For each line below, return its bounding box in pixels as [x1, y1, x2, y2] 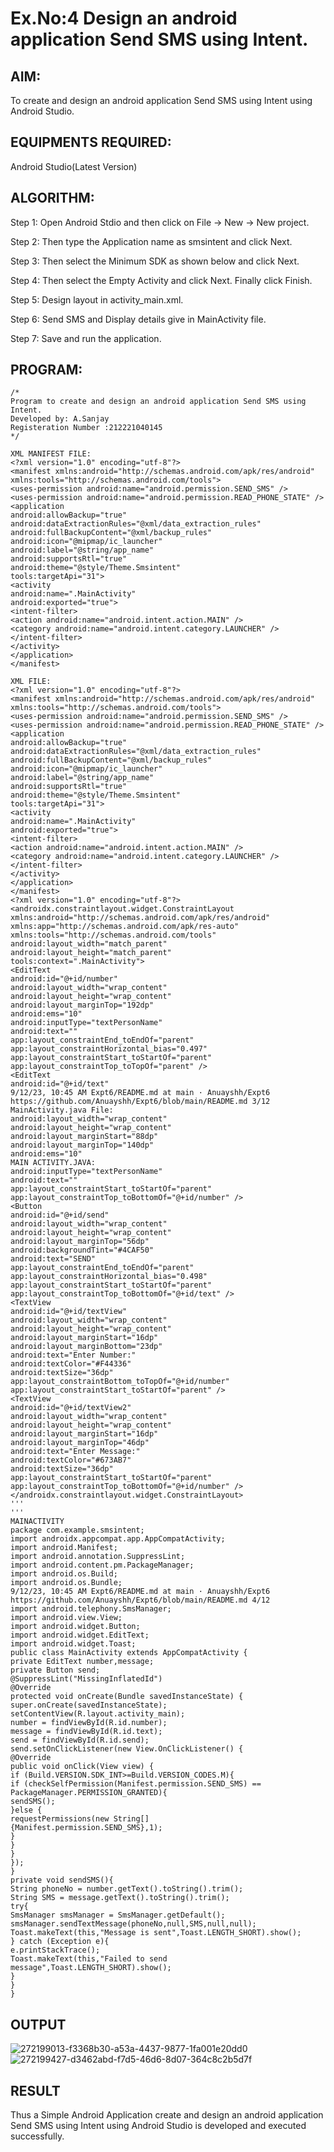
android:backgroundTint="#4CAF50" [10, 1245, 155, 1256]
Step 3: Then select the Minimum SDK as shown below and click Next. [10, 255, 300, 267]
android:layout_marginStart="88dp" [10, 1132, 159, 1142]
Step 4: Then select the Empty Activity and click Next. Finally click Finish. [10, 274, 313, 286]
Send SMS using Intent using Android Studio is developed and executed [10, 2120, 307, 2132]
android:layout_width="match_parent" [10, 939, 168, 949]
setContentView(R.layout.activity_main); [10, 1709, 186, 1719]
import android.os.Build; [10, 1569, 118, 1579]
